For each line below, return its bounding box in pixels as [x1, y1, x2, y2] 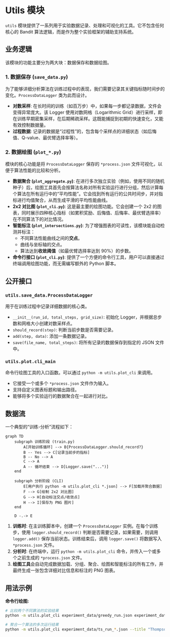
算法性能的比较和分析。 [14, 167, 63, 173]
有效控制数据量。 [12, 122, 49, 128]
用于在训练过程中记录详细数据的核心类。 [5, 303, 90, 309]
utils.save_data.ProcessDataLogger [5, 292, 93, 298]
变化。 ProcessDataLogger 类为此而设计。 [5, 92, 90, 98]
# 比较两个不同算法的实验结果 [5, 608, 59, 613]
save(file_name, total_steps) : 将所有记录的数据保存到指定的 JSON [12, 339, 154, 345]
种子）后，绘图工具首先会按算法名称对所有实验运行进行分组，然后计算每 [12, 185, 163, 191]
